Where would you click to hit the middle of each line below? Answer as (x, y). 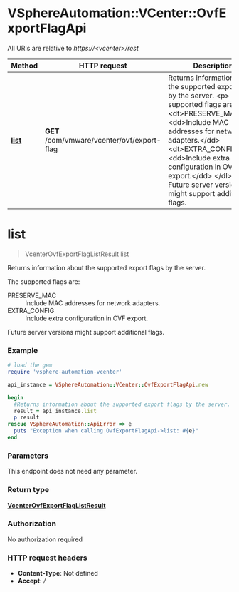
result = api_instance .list (55, 411)
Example (23, 350)
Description (213, 66)
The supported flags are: (44, 281)
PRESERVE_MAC (32, 295)
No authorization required (45, 539)
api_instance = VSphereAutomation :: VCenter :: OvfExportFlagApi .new (108, 384)
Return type (28, 490)
